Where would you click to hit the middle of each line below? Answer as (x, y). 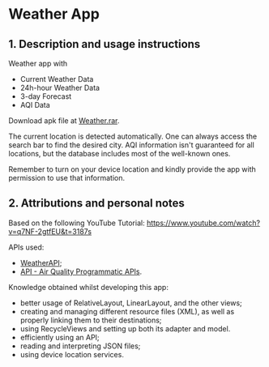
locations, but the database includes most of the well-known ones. (120, 154)
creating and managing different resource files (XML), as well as (127, 311)
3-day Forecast (46, 96)
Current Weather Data (57, 79)
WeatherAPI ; (41, 262)
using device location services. (72, 354)
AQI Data (35, 105)
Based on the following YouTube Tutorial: (77, 223)
